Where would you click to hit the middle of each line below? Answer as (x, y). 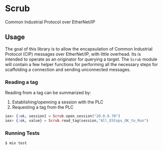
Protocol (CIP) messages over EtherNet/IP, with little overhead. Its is (73, 54)
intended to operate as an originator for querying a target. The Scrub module (81, 59)
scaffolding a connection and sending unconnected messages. (68, 69)
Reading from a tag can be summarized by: (48, 93)
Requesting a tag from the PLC (43, 107)
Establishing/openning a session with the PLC (57, 102)
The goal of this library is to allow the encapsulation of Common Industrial (79, 49)
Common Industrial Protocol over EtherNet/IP (50, 22)
